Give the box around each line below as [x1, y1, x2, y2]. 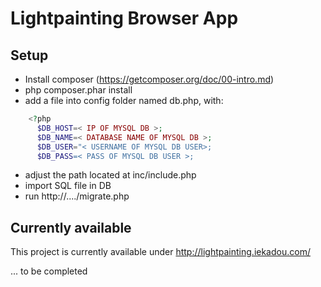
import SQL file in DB [24, 180, 112, 192]
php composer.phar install [24, 84, 133, 96]
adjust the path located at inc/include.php [24, 169, 197, 181]
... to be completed [10, 265, 88, 277]
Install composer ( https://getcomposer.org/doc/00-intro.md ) [24, 73, 275, 85]
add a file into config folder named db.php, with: [24, 95, 224, 106]
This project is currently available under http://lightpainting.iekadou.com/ [10, 246, 311, 258]
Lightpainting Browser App [10, 7, 239, 30]
